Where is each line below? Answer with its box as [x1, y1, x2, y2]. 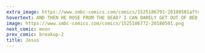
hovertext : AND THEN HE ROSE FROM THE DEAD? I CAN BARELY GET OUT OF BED [6, 15, 198, 21]
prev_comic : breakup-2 [6, 32, 64, 38]
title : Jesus [6, 37, 40, 43]
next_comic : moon [6, 26, 51, 32]
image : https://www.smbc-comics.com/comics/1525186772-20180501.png [6, 20, 184, 26]
